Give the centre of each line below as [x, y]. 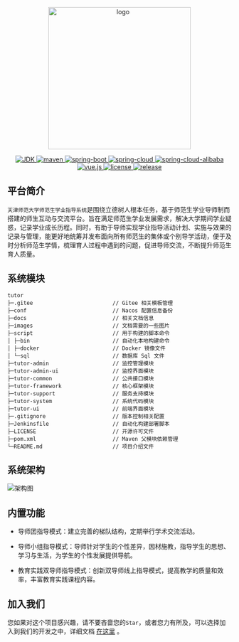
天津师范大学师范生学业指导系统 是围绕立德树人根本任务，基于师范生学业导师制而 [119, 209]
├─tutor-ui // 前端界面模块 [81, 409]
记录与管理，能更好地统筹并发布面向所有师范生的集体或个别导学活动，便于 [116, 236]
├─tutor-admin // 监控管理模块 [81, 363]
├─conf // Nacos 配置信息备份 [90, 310]
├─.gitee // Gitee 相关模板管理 [90, 303]
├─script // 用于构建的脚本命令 [89, 333]
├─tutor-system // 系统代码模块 [81, 401]
